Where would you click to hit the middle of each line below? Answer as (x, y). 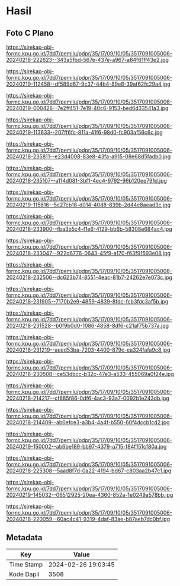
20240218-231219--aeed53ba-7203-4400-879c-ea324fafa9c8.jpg (88, 350)
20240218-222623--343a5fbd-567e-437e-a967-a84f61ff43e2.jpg (87, 60)
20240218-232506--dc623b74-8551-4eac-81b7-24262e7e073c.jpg (89, 277)
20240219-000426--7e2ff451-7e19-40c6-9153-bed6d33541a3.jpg (87, 108)
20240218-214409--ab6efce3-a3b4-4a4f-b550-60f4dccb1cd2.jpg (88, 422)
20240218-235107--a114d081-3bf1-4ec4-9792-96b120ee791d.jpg (86, 181)
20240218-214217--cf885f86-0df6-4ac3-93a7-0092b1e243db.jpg (88, 398)
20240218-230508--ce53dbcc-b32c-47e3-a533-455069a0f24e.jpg (90, 374)
